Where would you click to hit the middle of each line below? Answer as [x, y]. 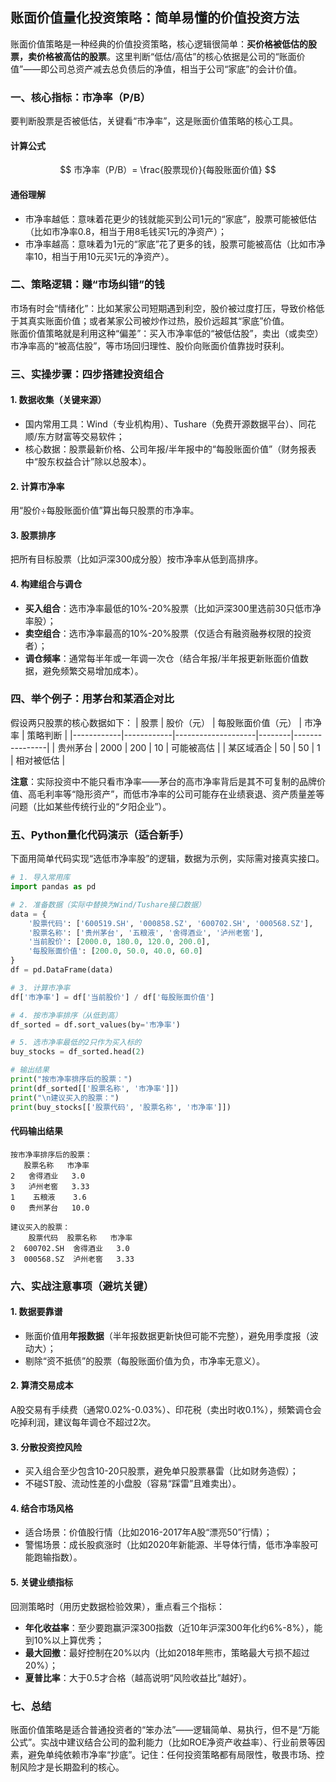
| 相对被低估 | [38, 760]
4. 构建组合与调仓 [46, 584]
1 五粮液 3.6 [48, 1197]
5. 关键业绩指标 [41, 1582]
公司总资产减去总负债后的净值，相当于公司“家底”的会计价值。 [176, 69]
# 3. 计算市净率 [40, 988]
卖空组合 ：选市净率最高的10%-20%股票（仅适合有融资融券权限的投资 [168, 633]
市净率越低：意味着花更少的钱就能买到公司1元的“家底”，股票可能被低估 [170, 219]
